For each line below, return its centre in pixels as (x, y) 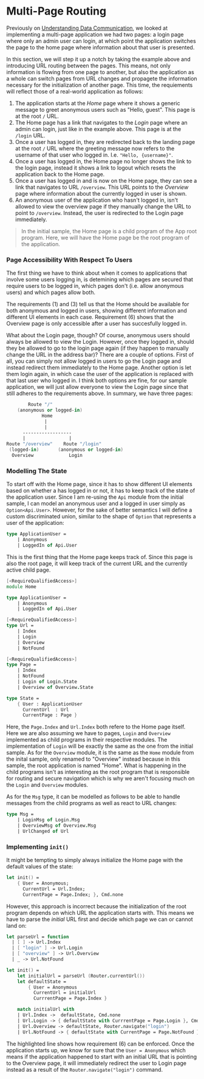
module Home (21, 587)
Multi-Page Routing (56, 11)
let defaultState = (42, 981)
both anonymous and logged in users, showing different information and (97, 310)
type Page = (21, 665)
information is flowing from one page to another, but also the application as (100, 72)
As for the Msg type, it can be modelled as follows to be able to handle (93, 796)
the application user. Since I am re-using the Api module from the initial (95, 497)
